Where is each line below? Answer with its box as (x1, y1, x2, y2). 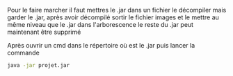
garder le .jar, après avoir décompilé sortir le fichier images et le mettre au (7, 13, 219, 21)
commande (7, 48, 40, 57)
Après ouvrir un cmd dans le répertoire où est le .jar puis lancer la (7, 41, 195, 49)
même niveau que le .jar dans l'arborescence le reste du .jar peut (7, 21, 193, 28)
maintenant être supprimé (7, 28, 81, 36)
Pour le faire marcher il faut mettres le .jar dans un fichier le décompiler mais (7, 6, 227, 14)
